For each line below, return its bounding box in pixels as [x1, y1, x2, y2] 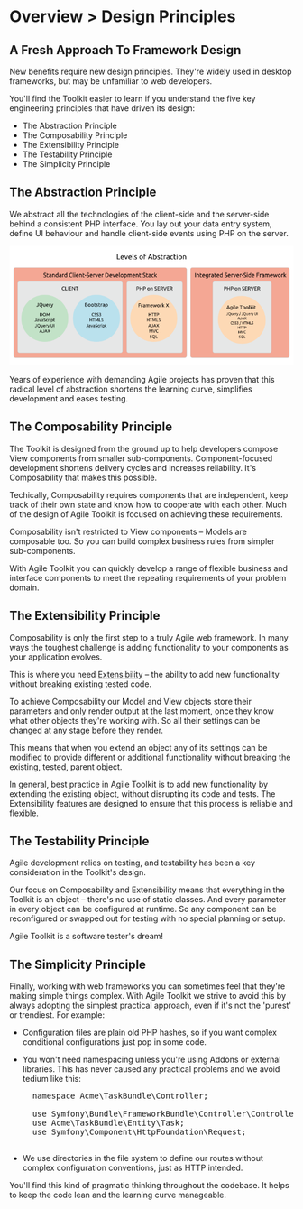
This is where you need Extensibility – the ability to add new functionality [9, 669, 280, 679]
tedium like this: [22, 1074, 81, 1084]
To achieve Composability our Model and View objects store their [9, 696, 252, 706]
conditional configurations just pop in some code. [22, 1037, 207, 1047]
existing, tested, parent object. [9, 761, 123, 772]
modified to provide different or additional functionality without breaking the [9, 752, 291, 762]
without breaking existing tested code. [9, 678, 151, 689]
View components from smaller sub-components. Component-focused [9, 453, 273, 464]
